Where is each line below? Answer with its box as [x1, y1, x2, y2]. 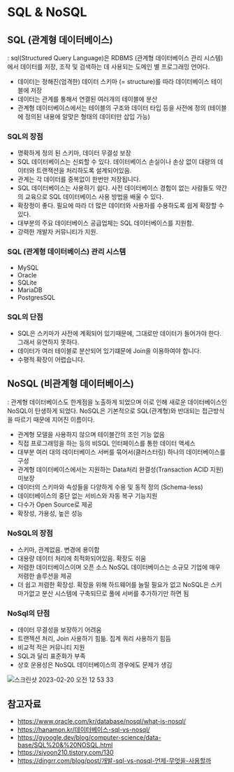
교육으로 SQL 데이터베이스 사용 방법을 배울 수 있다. [24, 193, 164, 201]
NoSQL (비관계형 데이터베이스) [7, 378, 134, 390]
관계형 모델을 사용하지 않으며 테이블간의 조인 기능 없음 [17, 430, 166, 439]
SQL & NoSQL [7, 4, 87, 20]
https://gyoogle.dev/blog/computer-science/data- [17, 733, 162, 742]
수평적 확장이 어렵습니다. [17, 355, 85, 364]
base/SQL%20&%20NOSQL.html [17, 740, 113, 750]
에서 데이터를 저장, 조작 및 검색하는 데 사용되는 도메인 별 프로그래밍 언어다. [7, 62, 210, 71]
